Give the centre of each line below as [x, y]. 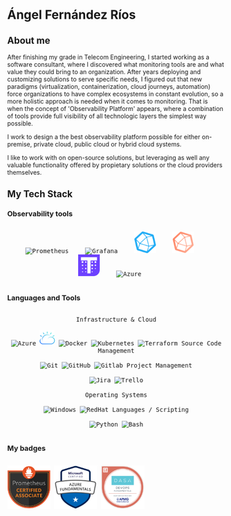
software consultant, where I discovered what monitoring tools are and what [116, 64]
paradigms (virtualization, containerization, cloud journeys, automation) [109, 86]
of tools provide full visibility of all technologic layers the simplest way [107, 116]
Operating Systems [116, 395]
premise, [20, 144]
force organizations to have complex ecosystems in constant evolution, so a [115, 94]
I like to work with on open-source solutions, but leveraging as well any [108, 157]
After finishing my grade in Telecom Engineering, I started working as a [108, 57]
